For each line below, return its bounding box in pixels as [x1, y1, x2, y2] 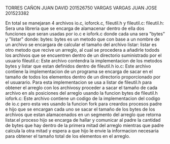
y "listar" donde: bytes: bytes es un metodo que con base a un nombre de [5, 36, 160, 42]
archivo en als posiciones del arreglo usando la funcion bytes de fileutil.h [5, 90, 158, 96]
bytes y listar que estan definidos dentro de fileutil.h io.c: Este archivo [5, 63, 151, 69]
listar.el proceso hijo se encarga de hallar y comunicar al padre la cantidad [5, 117, 161, 123]
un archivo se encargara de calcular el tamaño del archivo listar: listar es [5, 42, 157, 48]
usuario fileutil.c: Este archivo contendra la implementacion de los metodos [5, 58, 162, 63]
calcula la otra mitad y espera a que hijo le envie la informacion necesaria [5, 128, 159, 134]
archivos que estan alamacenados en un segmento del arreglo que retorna [5, 112, 161, 118]
